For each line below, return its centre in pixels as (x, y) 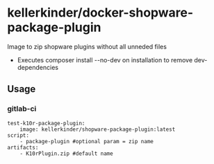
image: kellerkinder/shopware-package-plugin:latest (98, 129)
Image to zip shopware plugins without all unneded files (87, 46)
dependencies (38, 67)
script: (18, 135)
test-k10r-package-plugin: (46, 123)
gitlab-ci (22, 109)
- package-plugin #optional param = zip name (87, 141)
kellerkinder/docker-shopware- (100, 13)
